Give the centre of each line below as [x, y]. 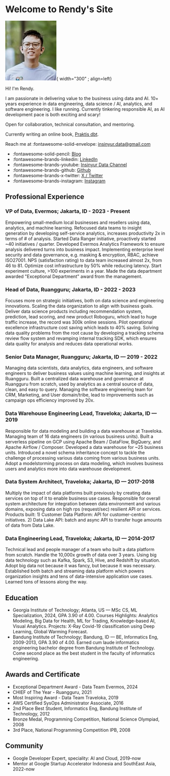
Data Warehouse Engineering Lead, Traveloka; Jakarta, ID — [81, 413]
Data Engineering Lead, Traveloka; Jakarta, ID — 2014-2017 [80, 538]
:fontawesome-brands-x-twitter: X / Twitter [58, 175]
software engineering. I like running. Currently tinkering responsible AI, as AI [85, 109]
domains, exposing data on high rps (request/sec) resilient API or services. [83, 509]
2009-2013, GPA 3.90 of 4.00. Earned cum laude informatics [76, 642]
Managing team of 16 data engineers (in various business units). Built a [79, 436]
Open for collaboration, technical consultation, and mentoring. [70, 124]
